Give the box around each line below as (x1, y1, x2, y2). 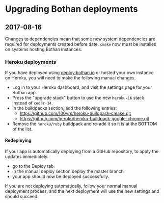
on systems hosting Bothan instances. (5, 47, 82, 52)
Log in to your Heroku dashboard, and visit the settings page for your (12, 84, 152, 90)
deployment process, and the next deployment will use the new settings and (5, 188, 160, 194)
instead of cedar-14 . (12, 100, 53, 106)
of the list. (12, 126, 33, 132)
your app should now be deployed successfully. (12, 173, 109, 179)
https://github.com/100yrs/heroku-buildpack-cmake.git (19, 110, 131, 116)
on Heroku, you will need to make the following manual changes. (5, 75, 136, 81)
